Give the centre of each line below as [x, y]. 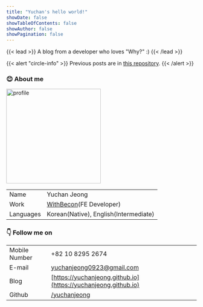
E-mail [19, 267]
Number [21, 257]
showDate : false [27, 18]
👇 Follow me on [29, 233]
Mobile [19, 250]
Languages [25, 214]
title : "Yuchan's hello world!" [47, 12]
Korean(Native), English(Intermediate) [101, 214]
